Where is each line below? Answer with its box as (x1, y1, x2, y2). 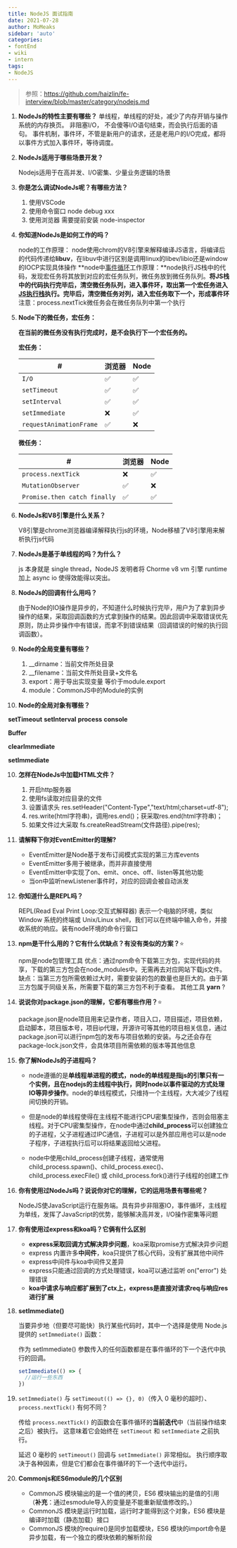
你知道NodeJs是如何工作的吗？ (18, 230, 110, 239)
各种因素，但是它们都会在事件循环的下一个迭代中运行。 (30, 1459, 191, 1468)
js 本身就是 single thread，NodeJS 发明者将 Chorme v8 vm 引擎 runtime (18, 564, 228, 573)
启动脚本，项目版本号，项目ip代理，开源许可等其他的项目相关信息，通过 (18, 1023, 227, 1032)
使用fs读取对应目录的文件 (28, 794, 103, 802)
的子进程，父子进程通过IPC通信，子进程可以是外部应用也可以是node (28, 1130, 226, 1138)
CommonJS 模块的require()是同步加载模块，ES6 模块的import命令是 (28, 1524, 226, 1533)
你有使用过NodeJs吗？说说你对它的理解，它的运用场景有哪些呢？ (18, 1186, 208, 1194)
